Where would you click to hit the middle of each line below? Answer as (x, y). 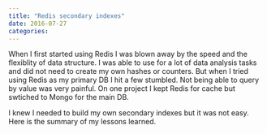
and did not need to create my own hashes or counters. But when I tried (129, 71)
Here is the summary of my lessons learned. (82, 122)
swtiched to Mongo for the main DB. (69, 97)
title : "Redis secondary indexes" (67, 16)
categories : (28, 31)
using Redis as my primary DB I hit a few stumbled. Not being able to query (134, 80)
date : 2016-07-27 (38, 24)
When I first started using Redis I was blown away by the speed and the (128, 54)
